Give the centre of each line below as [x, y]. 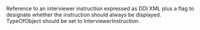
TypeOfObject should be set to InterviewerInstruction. [73, 21]
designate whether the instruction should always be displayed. [84, 15]
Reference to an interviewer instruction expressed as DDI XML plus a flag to [100, 9]
